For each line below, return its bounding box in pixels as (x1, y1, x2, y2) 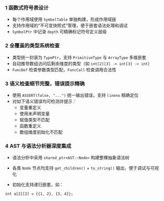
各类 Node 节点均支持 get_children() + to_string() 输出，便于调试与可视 (12, 165, 159, 171)
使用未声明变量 (19, 111, 50, 116)
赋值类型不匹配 (19, 116, 50, 122)
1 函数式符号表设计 (5, 4, 49, 11)
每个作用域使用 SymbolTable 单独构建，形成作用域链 (12, 16, 117, 23)
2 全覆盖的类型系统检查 (5, 42, 60, 49)
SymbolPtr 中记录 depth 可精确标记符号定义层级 (12, 29, 107, 35)
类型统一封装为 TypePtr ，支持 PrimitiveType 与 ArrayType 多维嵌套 (12, 54, 147, 60)
